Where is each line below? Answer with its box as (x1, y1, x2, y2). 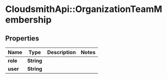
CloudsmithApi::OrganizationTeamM (5, 3, 162, 15)
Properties (5, 34, 39, 42)
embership (5, 14, 52, 25)
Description (47, 49, 76, 55)
